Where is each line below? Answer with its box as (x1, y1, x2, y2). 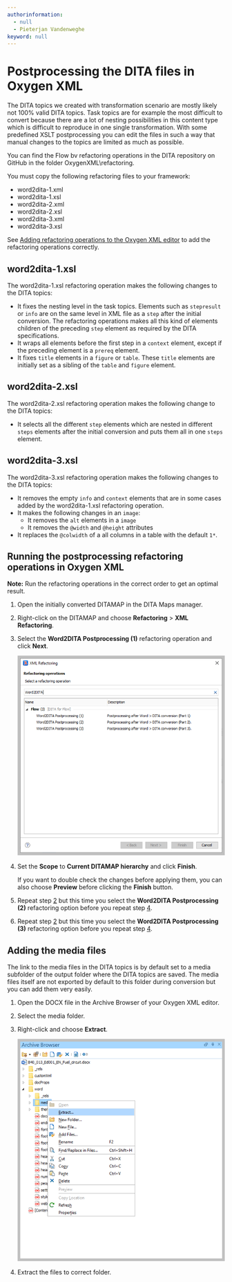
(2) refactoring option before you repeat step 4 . (17, 904, 153, 912)
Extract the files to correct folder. (17, 1267, 112, 1276)
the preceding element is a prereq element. (17, 346, 140, 354)
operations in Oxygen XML (7, 561, 124, 573)
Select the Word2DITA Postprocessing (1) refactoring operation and (17, 635, 213, 643)
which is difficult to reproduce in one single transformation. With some (7, 123, 207, 131)
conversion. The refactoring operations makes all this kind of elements (17, 317, 218, 325)
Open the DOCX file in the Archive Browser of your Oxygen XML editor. (17, 998, 220, 1007)
